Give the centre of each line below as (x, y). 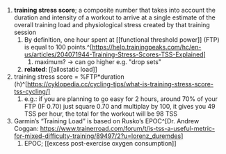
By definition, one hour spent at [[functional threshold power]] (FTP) (122, 40)
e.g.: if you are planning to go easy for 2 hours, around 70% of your (121, 99)
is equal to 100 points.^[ (58, 47)
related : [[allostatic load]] (60, 69)
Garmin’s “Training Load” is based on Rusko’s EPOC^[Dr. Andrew (106, 121)
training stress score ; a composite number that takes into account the (114, 10)
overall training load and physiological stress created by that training (112, 25)
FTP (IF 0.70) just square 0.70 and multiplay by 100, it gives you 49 (120, 106)
